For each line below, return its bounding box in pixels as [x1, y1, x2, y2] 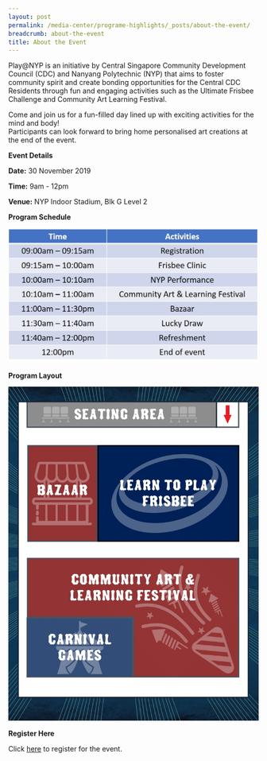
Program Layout [8, 371, 63, 381]
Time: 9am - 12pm [8, 181, 69, 191]
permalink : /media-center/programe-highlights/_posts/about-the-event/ [8, 21, 250, 29]
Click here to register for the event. [8, 744, 123, 754]
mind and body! [8, 118, 60, 128]
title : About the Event [8, 38, 87, 46]
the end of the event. [8, 135, 77, 145]
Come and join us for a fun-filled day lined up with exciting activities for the [8, 110, 254, 119]
